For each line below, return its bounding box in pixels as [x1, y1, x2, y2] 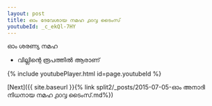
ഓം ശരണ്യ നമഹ [7, 42, 58, 51]
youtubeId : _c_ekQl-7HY [7, 23, 76, 30]
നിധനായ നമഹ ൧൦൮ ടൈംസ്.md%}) [7, 91, 113, 99]
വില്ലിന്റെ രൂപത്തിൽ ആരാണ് [17, 56, 101, 64]
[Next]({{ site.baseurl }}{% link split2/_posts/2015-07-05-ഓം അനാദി [7, 83, 206, 91]
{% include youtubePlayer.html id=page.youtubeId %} [7, 70, 162, 78]
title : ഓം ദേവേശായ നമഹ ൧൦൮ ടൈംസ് [7, 17, 121, 24]
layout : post [7, 10, 45, 17]
